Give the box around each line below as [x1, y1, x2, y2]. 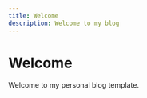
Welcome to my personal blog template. [8, 80, 140, 90]
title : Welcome [8, 11, 59, 20]
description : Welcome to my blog [8, 19, 120, 27]
